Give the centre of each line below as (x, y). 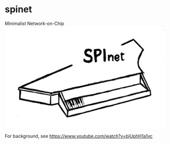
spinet (19, 9)
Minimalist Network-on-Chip (35, 23)
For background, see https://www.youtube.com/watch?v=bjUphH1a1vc (79, 136)
